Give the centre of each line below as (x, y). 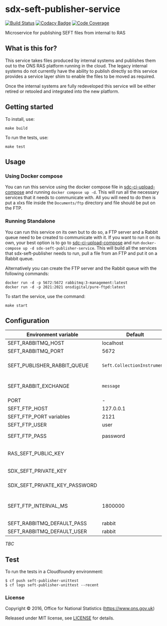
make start (16, 306)
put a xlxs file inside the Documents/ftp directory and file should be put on (80, 203)
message (111, 386)
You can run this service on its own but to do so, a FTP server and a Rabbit (82, 232)
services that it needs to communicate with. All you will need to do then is (81, 198)
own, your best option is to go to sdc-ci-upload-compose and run (73, 243)
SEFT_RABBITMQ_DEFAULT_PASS (47, 524)
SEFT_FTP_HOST (28, 409)
